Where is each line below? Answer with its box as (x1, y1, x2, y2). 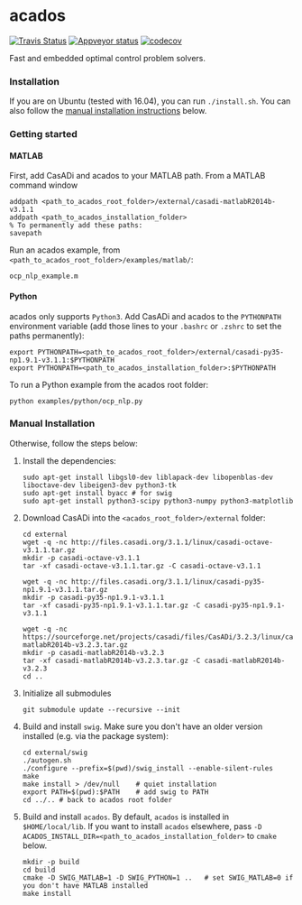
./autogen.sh (22, 755, 72, 765)
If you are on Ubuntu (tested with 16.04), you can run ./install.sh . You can (9, 96, 291, 106)
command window (9, 180, 78, 190)
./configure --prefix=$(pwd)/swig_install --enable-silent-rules (22, 763, 273, 772)
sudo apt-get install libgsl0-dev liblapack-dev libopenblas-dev (22, 473, 273, 482)
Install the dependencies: (22, 455, 117, 466)
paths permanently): (9, 330, 85, 341)
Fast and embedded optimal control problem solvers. (9, 52, 206, 63)
